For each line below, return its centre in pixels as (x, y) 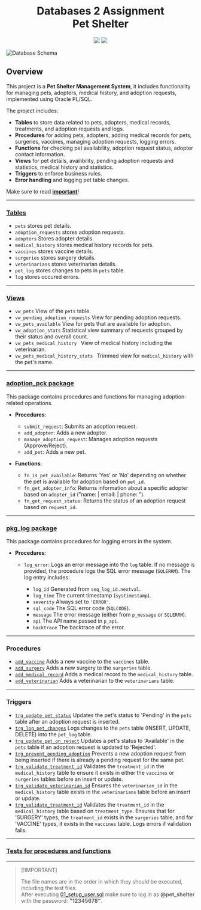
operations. (39, 403)
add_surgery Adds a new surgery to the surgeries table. (83, 668)
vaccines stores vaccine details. (54, 251)
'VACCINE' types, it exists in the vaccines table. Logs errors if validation (103, 823)
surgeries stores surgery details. (55, 258)
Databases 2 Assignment (100, 11)
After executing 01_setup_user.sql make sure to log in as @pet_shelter (108, 894)
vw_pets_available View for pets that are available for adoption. (93, 324)
